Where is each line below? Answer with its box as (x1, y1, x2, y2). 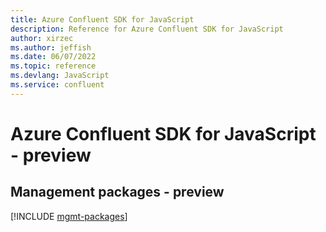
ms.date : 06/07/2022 (10, 52, 97, 62)
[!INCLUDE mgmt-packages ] (10, 210, 128, 222)
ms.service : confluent (10, 80, 105, 90)
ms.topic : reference (10, 61, 97, 71)
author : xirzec (10, 33, 74, 43)
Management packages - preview (10, 184, 225, 201)
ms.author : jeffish (10, 42, 92, 53)
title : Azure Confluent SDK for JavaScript (10, 14, 195, 25)
